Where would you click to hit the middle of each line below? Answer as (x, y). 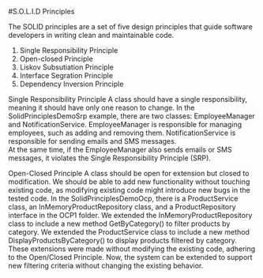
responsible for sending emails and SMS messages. (92, 141)
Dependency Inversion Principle (71, 84)
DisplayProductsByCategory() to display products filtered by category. (122, 240)
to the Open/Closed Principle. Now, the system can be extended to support (130, 257)
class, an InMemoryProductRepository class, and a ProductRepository (122, 207)
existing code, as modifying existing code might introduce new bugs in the (129, 190)
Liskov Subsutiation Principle (67, 67)
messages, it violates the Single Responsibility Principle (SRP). (110, 158)
